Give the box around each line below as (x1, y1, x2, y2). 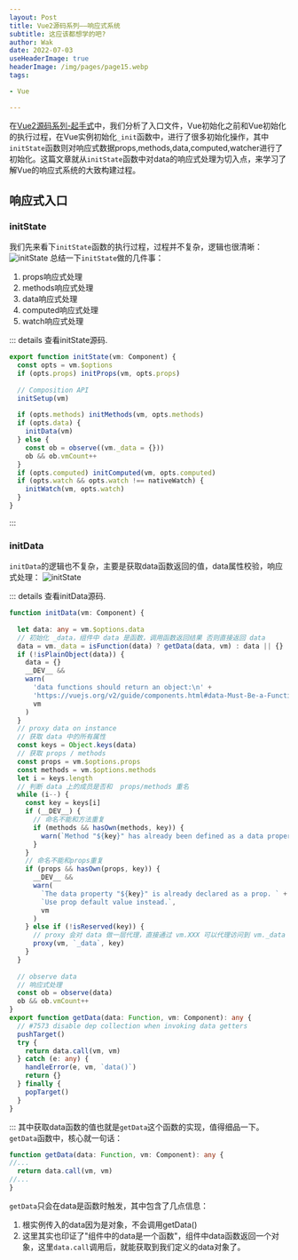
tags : (9, 71, 29, 80)
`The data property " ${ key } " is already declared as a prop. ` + (41, 889, 288, 898)
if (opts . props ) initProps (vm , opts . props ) (17, 370, 180, 379)
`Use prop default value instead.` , (41, 897, 176, 906)
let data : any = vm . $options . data (17, 625, 145, 634)
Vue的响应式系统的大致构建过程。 (16, 164, 141, 175)
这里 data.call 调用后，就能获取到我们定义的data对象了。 (37, 1241, 246, 1252)
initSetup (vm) (17, 394, 69, 403)
